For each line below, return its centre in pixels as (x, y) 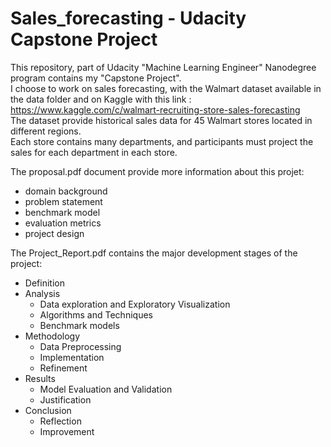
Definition (44, 283)
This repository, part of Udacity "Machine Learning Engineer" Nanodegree (163, 67)
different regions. (46, 131)
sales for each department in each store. (94, 152)
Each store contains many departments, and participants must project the (162, 141)
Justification (65, 399)
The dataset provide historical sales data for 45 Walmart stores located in (161, 120)
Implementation (72, 357)
